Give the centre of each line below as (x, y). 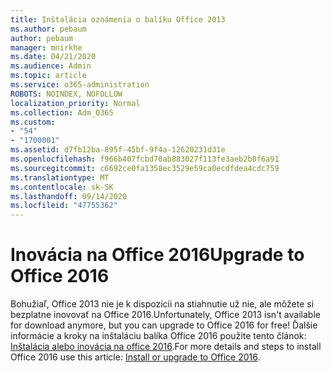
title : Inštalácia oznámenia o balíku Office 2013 (118, 19)
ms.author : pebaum (48, 29)
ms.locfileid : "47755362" (64, 206)
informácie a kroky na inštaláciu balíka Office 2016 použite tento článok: (158, 336)
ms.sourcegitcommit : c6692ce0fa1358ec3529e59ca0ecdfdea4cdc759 (145, 168)
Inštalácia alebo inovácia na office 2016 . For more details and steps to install (166, 347)
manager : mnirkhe (46, 47)
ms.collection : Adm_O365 (62, 112)
